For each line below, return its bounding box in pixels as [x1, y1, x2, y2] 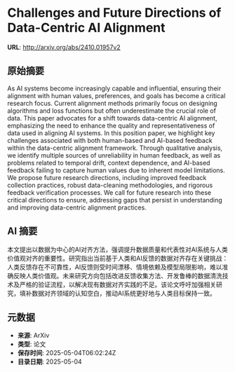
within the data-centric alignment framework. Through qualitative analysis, [7, 144, 223, 152]
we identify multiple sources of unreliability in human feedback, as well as [7, 151, 221, 159]
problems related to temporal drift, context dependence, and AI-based [7, 158, 210, 167]
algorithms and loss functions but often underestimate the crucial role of [7, 106, 216, 115]
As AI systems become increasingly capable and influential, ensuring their [7, 84, 222, 92]
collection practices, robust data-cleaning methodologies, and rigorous [7, 181, 213, 189]
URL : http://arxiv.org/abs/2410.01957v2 [7, 43, 121, 51]
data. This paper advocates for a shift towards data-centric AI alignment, [7, 113, 217, 122]
